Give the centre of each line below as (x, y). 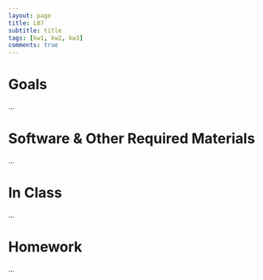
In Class (35, 193)
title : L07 (26, 23)
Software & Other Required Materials (132, 139)
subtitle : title (35, 30)
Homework (45, 247)
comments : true (33, 45)
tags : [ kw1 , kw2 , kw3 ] (46, 38)
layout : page (30, 16)
